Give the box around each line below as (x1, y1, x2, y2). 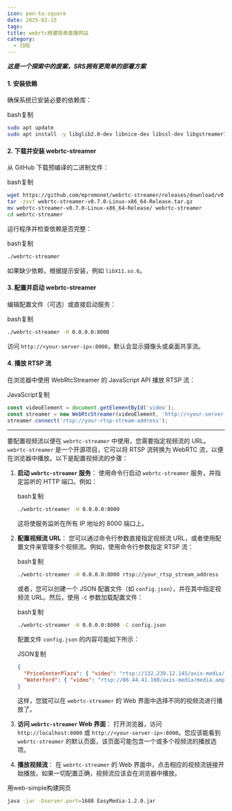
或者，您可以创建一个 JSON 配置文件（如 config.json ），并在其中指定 (17, 585, 215, 593)
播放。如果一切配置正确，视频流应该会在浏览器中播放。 (23, 769, 181, 777)
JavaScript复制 (7, 390, 50, 398)
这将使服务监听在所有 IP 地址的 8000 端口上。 (17, 519, 148, 528)
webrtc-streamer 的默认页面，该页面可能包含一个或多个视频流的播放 (17, 737, 211, 745)
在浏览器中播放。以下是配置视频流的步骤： (7, 454, 128, 463)
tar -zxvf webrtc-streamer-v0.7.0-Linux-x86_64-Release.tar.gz (7, 198, 193, 205)
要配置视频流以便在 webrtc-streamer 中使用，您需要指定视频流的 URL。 (7, 437, 210, 445)
